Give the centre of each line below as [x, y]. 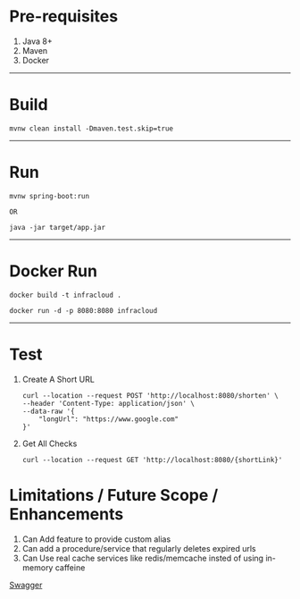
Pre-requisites [64, 17]
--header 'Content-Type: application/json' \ [108, 403]
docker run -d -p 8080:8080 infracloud [83, 310]
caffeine [70, 567]
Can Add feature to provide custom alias [96, 539]
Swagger [26, 585]
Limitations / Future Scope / [114, 495]
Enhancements [67, 514]
